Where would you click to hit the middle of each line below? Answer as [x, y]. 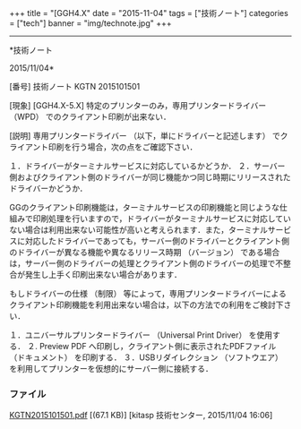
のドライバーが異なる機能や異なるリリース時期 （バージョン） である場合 [145, 252]
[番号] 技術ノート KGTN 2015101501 [75, 86]
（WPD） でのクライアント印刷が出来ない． [90, 116]
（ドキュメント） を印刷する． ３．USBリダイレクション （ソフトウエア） [146, 357]
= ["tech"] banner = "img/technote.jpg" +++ [90, 23]
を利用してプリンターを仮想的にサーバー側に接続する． [111, 369]
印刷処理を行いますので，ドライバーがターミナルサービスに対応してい [162, 219]
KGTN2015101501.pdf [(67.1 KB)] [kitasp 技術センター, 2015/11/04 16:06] [141, 416]
